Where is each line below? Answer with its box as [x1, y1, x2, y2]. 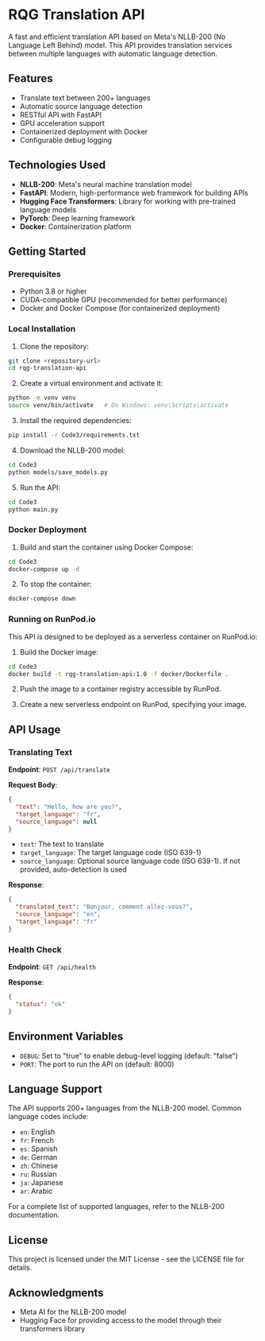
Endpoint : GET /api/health [8, 962, 97, 972]
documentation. [8, 1211, 60, 1220]
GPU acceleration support [19, 118, 106, 128]
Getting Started [8, 244, 86, 258]
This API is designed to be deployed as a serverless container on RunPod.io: [8, 632, 258, 641]
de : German [19, 1152, 58, 1162]
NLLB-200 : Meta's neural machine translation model [19, 179, 192, 189]
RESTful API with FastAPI [19, 110, 102, 119]
